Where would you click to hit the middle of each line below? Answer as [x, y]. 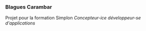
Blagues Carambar [29, 7]
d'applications [20, 23]
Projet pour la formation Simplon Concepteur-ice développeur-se [73, 18]
